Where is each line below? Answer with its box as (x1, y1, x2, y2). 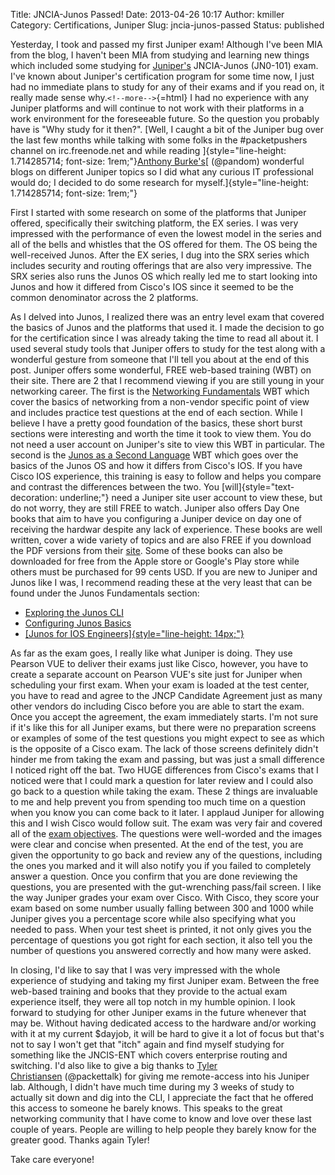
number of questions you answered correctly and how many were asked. (10, 945, 312, 956)
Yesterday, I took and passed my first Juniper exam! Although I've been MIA (10, 39, 323, 50)
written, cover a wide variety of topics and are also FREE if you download (10, 534, 312, 546)
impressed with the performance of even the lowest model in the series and (10, 228, 322, 239)
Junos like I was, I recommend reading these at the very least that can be (10, 577, 313, 588)
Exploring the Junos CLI (24, 607, 124, 618)
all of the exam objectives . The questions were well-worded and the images (10, 828, 323, 839)
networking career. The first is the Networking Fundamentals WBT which (10, 385, 310, 397)
